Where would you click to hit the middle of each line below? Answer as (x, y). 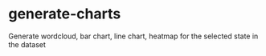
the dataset (27, 44)
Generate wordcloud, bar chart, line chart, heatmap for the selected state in (133, 36)
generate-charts (65, 14)
